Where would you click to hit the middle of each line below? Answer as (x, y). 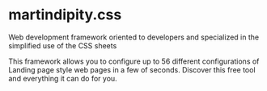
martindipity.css (65, 15)
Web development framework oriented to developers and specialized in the (134, 37)
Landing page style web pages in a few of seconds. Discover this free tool (132, 69)
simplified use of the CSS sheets (63, 45)
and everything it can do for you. (63, 78)
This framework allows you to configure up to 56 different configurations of (134, 61)
